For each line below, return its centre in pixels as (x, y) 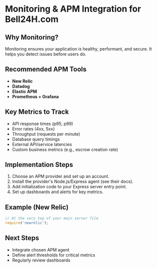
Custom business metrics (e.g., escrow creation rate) (65, 149)
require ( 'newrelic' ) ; (27, 223)
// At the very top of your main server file (52, 218)
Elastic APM (24, 91)
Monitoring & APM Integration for (73, 9)
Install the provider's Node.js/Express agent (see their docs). (73, 181)
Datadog (21, 86)
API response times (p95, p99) (43, 124)
